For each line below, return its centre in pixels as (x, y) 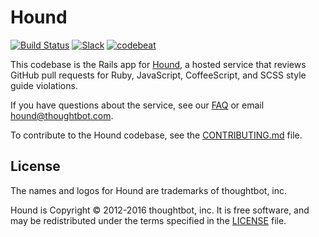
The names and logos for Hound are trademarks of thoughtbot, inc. (149, 190)
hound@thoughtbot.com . (62, 115)
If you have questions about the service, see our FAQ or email (137, 105)
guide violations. (44, 85)
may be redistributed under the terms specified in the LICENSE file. (148, 220)
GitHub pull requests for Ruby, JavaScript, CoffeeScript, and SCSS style (158, 75)
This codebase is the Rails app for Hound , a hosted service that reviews (158, 64)
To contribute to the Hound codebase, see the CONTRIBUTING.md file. (156, 135)
